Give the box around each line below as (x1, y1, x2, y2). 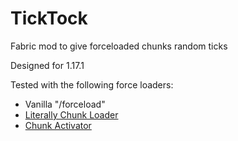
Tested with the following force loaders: (10, 78, 174, 91)
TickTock (10, 7, 88, 30)
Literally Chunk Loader (24, 108, 119, 121)
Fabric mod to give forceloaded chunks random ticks (10, 40, 228, 52)
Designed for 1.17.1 (10, 59, 85, 71)
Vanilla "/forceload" (24, 98, 106, 110)
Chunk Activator (24, 119, 92, 131)
